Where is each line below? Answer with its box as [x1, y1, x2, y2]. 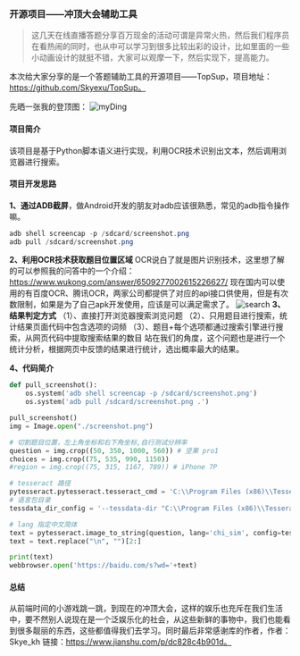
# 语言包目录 [9, 496, 51, 505]
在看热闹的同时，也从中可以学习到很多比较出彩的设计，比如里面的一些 [30, 41, 290, 52]
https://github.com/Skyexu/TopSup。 [9, 82, 146, 93]
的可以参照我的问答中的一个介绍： [9, 265, 135, 276]
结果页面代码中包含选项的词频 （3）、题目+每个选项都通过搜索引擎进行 [16, 322, 276, 332]
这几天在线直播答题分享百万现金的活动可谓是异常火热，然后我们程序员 [30, 29, 290, 41]
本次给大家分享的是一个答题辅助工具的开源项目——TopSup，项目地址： [9, 71, 272, 82]
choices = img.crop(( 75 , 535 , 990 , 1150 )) [9, 454, 170, 464]
